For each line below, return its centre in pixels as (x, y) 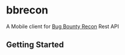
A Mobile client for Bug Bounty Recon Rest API (63, 26)
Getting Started (35, 45)
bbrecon (27, 10)
